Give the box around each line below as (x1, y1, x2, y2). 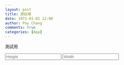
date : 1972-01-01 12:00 (5, 16, 53, 21)
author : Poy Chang (5, 20, 42, 26)
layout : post (5, 7, 32, 12)
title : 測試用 (5, 12, 32, 16)
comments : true (5, 25, 36, 30)
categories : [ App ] (5, 30, 42, 34)
